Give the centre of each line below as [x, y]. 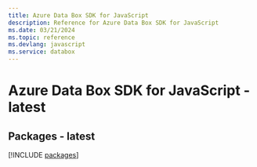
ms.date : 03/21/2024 [42, 30]
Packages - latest [52, 136]
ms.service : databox [42, 52]
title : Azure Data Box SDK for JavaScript [78, 15]
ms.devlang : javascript [47, 45]
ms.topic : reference [42, 37]
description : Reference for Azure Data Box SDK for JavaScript [114, 23]
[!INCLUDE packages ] [43, 155]
